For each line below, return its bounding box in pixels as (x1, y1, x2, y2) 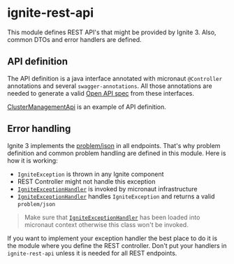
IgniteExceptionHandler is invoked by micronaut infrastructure (17, 184, 198, 193)
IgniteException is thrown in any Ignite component (17, 170, 164, 178)
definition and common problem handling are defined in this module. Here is (7, 149, 226, 157)
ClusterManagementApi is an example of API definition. (7, 103, 166, 111)
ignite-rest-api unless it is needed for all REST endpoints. (7, 249, 177, 257)
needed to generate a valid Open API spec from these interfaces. (7, 89, 194, 97)
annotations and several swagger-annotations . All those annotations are (7, 82, 212, 90)
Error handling (7, 123, 71, 135)
